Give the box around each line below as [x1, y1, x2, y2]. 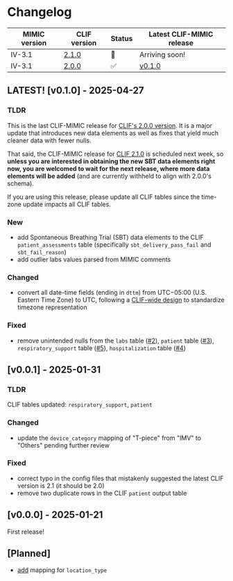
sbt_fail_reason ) [17, 247, 67, 256]
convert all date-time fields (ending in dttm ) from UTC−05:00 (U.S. [17, 288, 207, 297]
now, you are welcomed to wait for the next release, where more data [7, 164, 210, 172]
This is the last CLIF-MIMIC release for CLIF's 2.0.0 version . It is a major [7, 121, 213, 129]
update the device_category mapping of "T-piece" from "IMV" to [17, 434, 202, 442]
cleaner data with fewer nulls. [7, 136, 92, 145]
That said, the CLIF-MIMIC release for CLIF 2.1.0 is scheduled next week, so [7, 149, 224, 158]
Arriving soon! [139, 49, 186, 59]
